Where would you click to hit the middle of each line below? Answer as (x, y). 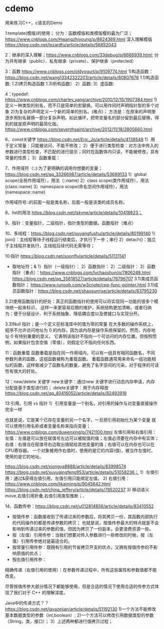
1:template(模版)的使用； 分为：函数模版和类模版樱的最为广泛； (69, 33)
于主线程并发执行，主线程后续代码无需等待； (50, 245)
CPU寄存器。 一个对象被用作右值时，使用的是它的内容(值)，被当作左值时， (80, 450)
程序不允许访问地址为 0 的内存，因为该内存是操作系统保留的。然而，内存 (78, 330)
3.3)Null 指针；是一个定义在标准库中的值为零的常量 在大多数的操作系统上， (81, 324)
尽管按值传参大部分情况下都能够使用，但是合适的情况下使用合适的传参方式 (80, 586)
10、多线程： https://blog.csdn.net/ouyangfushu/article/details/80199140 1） (82, 233)
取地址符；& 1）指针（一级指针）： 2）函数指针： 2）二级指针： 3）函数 (84, 266)
